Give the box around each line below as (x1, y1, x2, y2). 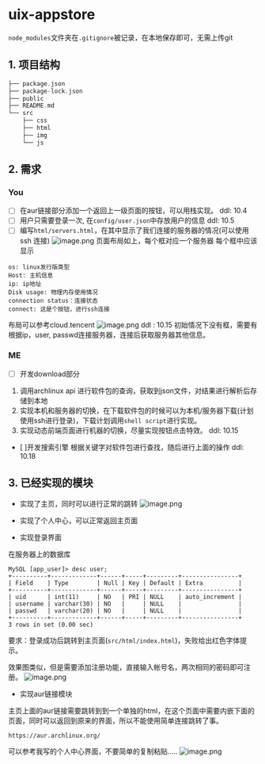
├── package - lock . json (8, 87, 83, 95)
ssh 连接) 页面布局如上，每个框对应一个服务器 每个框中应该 (19, 235, 258, 245)
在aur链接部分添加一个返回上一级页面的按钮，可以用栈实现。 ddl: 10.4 (19, 206, 248, 216)
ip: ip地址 (8, 280, 42, 288)
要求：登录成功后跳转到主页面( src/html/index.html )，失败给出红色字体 (8, 636, 240, 645)
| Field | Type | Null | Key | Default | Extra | (8, 579, 243, 587)
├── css (22, 117, 47, 124)
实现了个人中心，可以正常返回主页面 (19, 515, 138, 525)
